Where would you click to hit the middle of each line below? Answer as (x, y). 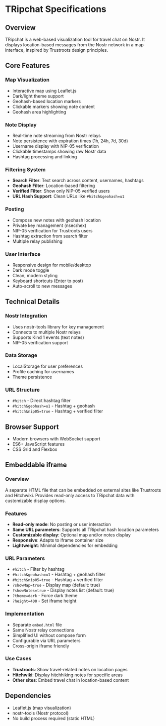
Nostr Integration (26, 316)
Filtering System (26, 169)
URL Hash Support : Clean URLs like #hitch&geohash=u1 (68, 196)
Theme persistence (32, 377)
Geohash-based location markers (46, 101)
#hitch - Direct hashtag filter (41, 401)
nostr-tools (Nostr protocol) (40, 713)
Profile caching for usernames (43, 371)
